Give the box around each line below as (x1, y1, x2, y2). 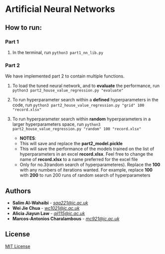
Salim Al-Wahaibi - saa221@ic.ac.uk (12, 200, 88, 206)
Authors (5, 186, 31, 195)
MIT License (5, 243, 31, 249)
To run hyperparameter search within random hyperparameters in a (12, 116, 151, 122)
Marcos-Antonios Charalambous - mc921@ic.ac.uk (12, 215, 120, 222)
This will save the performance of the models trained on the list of (19, 146, 155, 152)
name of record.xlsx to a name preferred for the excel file (19, 157, 138, 163)
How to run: (5, 23, 42, 32)
